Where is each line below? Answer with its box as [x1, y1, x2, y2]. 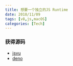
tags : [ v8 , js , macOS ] [5, 16, 48, 21]
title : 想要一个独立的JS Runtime [5, 7, 68, 12]
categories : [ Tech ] [5, 21, 45, 26]
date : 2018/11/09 [5, 12, 41, 17]
